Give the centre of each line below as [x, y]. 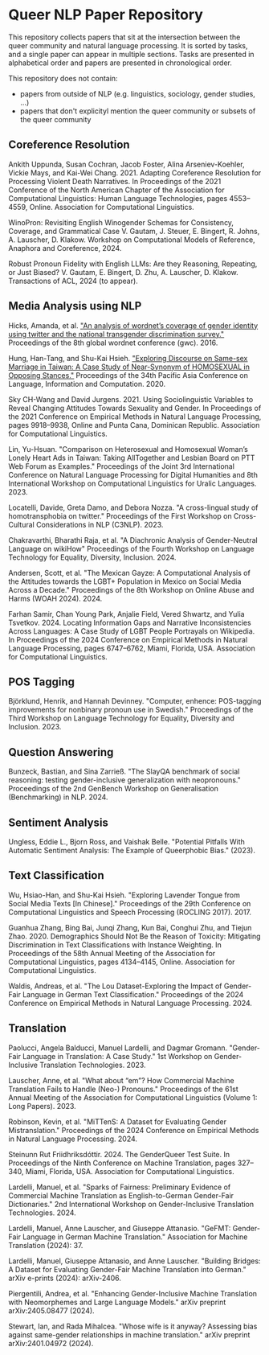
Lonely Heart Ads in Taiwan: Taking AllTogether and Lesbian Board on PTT [132, 458]
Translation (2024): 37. [46, 1245]
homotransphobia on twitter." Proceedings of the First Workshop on [120, 515]
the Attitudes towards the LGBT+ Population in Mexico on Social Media [125, 581]
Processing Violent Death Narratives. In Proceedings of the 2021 [115, 181]
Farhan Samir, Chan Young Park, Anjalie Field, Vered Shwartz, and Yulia [126, 614]
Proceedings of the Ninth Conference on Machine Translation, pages [122, 1163]
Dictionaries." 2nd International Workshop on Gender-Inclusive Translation [131, 1204]
